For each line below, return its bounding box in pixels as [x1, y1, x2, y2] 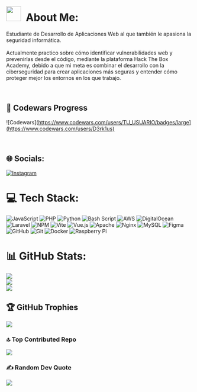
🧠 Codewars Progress [6, 103, 88, 113]
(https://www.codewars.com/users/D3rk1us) [6, 125, 115, 132]
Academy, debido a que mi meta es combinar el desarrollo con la [6, 62, 164, 69]
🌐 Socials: [6, 154, 45, 164]
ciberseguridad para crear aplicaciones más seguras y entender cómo [6, 68, 177, 75]
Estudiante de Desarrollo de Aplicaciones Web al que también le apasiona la [6, 30, 192, 37]
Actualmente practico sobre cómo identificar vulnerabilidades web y [6, 49, 173, 56]
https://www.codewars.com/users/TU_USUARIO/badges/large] [38, 118, 191, 126]
